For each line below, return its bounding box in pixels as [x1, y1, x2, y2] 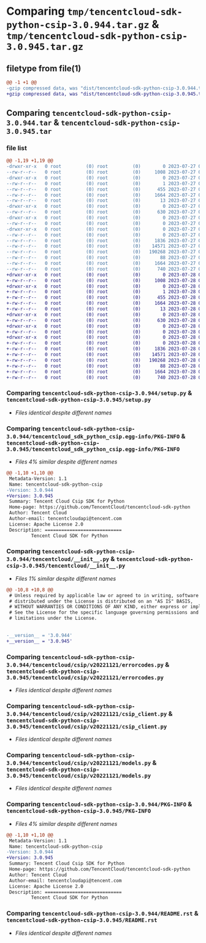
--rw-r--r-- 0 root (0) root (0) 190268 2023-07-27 [6, 249, 196, 255]
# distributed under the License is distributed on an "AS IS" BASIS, [9, 598, 193, 605]
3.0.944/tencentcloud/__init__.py [6, 556, 109, 563]
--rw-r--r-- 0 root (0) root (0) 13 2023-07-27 [6, 197, 196, 204]
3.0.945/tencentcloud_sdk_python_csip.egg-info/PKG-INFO [6, 446, 180, 452]
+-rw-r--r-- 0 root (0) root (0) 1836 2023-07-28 [6, 346, 196, 352]
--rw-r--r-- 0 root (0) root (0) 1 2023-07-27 [6, 180, 196, 186]
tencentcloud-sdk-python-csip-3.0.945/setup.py [6, 397, 151, 403]
